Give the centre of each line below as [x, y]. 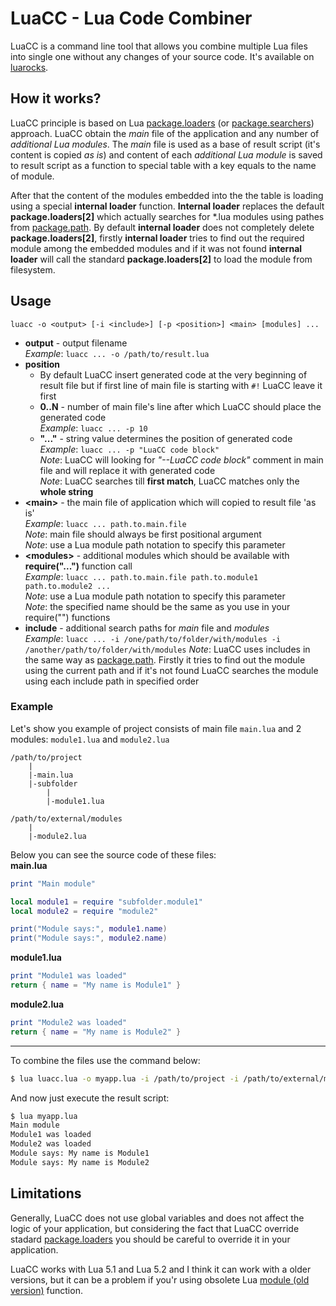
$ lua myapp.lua [44, 1116]
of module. [32, 176]
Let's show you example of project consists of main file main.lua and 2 [156, 728]
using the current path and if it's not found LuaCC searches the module [171, 670]
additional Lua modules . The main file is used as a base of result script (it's [165, 144]
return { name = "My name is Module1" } [96, 985]
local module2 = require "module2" [84, 911]
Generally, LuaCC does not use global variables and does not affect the [157, 1218]
